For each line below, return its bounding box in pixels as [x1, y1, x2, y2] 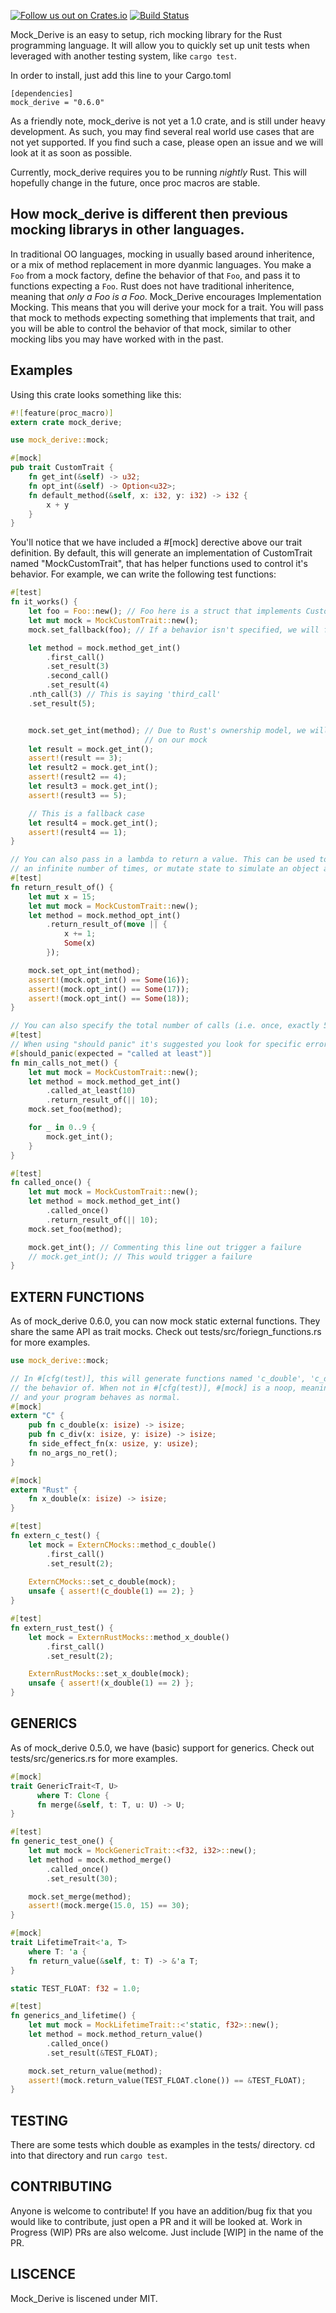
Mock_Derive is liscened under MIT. [10, 2292, 158, 2304]
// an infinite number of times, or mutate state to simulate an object [10, 864, 320, 874]
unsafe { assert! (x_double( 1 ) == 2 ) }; [28, 1678, 195, 1689]
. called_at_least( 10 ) [46, 1086, 137, 1096]
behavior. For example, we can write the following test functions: [10, 568, 277, 580]
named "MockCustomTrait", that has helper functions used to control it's [10, 558, 308, 570]
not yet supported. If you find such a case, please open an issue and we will [10, 136, 324, 148]
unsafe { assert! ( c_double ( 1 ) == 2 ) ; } [28, 1586, 195, 1597]
